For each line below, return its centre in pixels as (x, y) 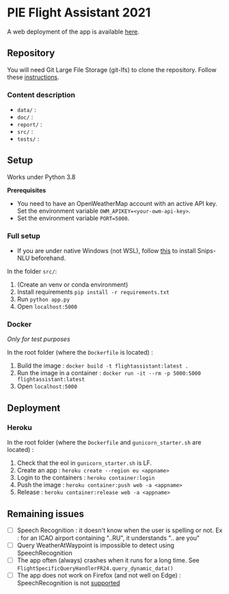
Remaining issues (45, 513)
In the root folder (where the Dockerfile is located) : (80, 353)
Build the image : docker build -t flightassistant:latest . (103, 366)
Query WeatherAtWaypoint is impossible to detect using (95, 545)
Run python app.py (43, 299)
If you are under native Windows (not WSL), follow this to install (106, 251)
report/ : (29, 124)
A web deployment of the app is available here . (73, 32)
